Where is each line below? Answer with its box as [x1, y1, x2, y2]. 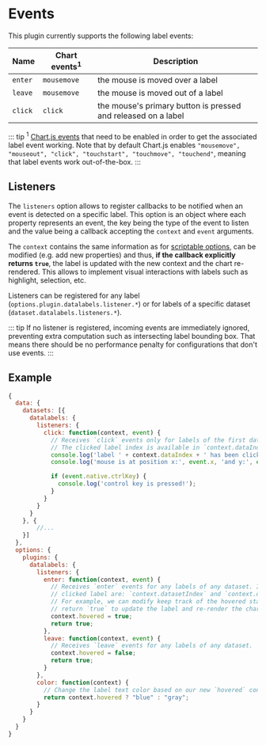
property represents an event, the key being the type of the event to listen [8, 218, 249, 227]
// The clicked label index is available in [50, 443, 200, 451]
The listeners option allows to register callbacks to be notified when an [8, 201, 243, 211]
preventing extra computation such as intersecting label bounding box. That [8, 331, 256, 340]
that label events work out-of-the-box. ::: [8, 157, 141, 166]
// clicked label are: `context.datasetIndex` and [50, 591, 222, 599]
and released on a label [97, 110, 184, 121]
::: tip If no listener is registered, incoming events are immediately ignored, [8, 322, 250, 333]
